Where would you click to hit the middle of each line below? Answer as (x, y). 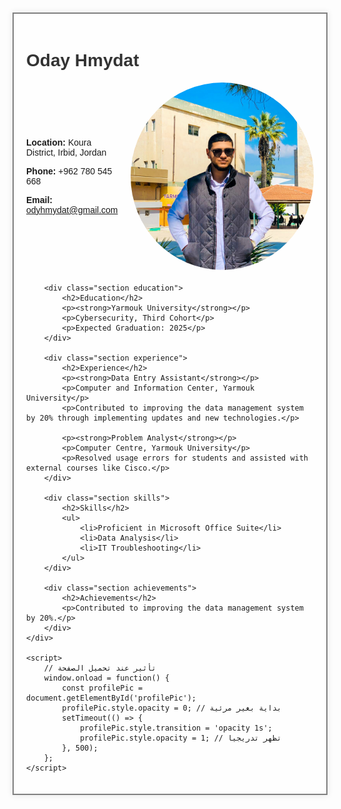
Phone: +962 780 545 (69, 171)
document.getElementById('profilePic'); (111, 698)
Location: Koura (59, 142)
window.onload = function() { (106, 678)
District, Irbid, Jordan (66, 152)
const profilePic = (102, 688)
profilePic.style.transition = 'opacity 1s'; (176, 728)
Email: (40, 199)
